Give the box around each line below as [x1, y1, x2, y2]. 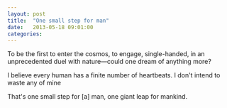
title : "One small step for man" [7, 17, 110, 24]
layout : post [7, 10, 46, 18]
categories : [7, 30, 43, 38]
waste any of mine [7, 79, 62, 87]
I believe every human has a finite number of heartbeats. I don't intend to [7, 71, 221, 80]
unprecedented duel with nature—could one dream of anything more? [7, 58, 211, 66]
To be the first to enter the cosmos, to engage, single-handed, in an [7, 50, 205, 58]
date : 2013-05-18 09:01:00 [7, 23, 94, 31]
